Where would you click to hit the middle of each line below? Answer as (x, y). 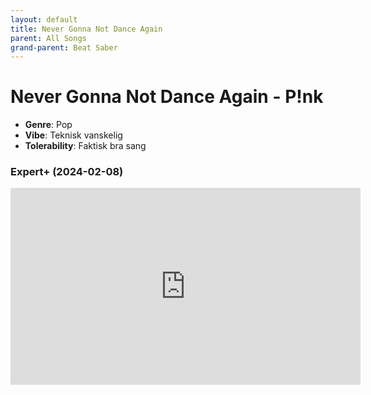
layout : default (44, 19)
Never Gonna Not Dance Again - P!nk (167, 97)
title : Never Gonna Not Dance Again (86, 29)
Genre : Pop (48, 125)
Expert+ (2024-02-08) (67, 172)
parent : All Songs (48, 38)
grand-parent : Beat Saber (64, 47)
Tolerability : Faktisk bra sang (85, 146)
